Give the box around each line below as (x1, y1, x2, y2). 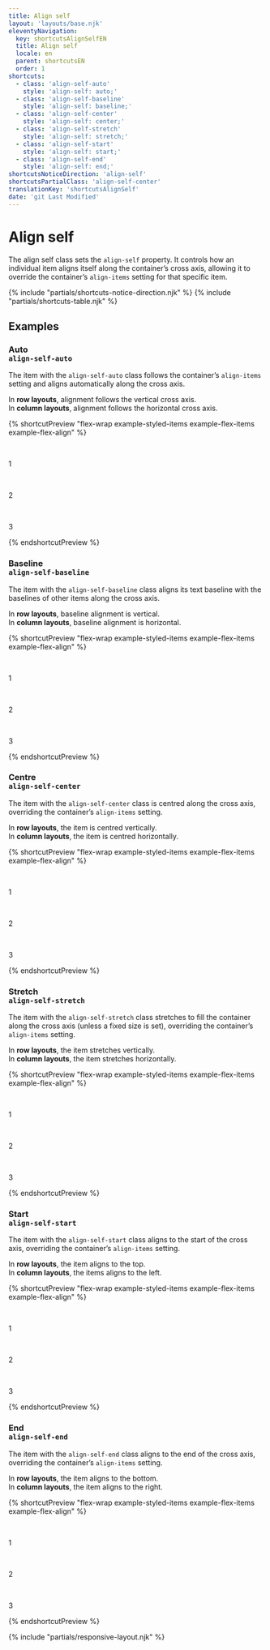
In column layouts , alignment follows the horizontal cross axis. (8, 403, 218, 414)
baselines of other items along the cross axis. (8, 593, 161, 602)
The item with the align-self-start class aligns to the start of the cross (8, 1235, 248, 1245)
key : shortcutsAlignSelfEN (15, 34, 107, 43)
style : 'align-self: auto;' (23, 87, 118, 96)
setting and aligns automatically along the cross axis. (8, 379, 185, 389)
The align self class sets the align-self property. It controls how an (8, 255, 234, 264)
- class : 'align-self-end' (15, 155, 107, 163)
